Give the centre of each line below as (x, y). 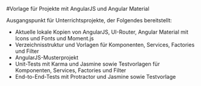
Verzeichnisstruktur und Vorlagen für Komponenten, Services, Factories (105, 45)
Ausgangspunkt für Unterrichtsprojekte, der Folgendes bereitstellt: (89, 20)
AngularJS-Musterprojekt (47, 57)
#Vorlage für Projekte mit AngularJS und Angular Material (78, 9)
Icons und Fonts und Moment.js (54, 38)
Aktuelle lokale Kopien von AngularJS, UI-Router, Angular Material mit (102, 32)
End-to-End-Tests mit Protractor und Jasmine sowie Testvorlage (95, 77)
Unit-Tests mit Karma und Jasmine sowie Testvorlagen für (87, 64)
